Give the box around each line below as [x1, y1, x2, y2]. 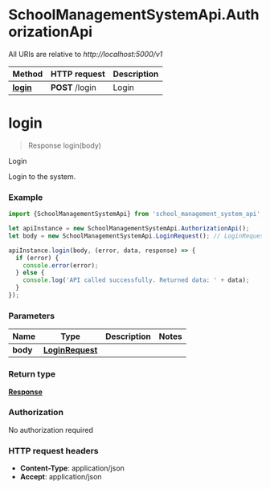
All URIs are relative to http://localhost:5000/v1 [8, 49, 163, 59]
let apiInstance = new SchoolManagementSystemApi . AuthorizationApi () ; [8, 225, 250, 233]
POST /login [51, 82, 96, 93]
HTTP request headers [8, 445, 99, 456]
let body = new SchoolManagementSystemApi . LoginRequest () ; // [8, 231, 221, 240]
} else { [15, 269, 45, 277]
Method [12, 68, 43, 79]
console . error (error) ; [22, 261, 99, 270]
